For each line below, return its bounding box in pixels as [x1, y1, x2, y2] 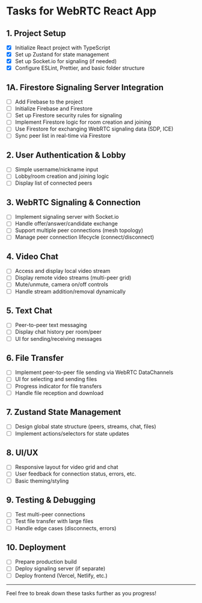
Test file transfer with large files [14, 518, 94, 525]
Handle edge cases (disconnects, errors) [14, 524, 117, 531]
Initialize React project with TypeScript [14, 44, 111, 51]
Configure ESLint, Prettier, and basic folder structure [14, 64, 145, 72]
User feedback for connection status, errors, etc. [14, 470, 136, 477]
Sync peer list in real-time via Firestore [14, 132, 111, 139]
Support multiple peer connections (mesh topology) [14, 227, 144, 234]
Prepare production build [14, 558, 77, 566]
